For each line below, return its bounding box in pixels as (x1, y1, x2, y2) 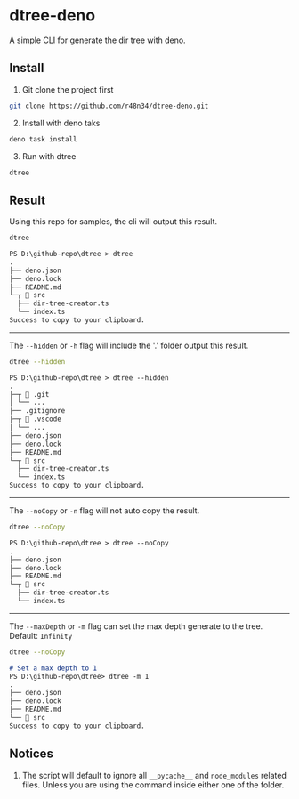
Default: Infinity (9, 630, 73, 641)
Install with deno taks (21, 117, 101, 128)
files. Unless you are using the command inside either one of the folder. (21, 779, 285, 790)
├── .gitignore (9, 407, 66, 416)
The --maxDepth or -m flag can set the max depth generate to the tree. (9, 620, 263, 632)
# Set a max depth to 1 (9, 664, 98, 673)
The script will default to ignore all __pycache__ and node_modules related (21, 770, 287, 780)
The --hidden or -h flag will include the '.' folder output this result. (9, 340, 249, 351)
